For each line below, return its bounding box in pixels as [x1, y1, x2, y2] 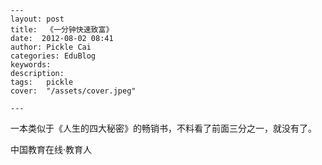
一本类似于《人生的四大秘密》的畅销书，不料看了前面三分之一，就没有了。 [10, 122, 317, 134]
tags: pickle [10, 77, 74, 87]
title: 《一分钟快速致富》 [10, 25, 114, 35]
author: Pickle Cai [10, 42, 92, 52]
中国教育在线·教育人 [10, 144, 93, 155]
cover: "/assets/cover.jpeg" [10, 86, 137, 96]
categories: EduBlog [10, 51, 97, 61]
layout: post [10, 14, 65, 24]
